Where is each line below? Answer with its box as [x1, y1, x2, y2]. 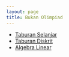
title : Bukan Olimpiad [6, 14, 63, 20]
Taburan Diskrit [14, 37, 53, 44]
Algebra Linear [14, 43, 52, 51]
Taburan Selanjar [14, 31, 58, 38]
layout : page [6, 8, 39, 15]
